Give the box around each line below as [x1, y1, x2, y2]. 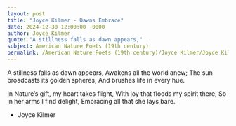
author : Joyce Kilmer [7, 29, 71, 37]
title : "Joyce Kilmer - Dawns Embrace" [7, 17, 124, 24]
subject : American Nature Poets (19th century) [7, 43, 150, 50]
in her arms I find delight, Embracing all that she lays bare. [7, 97, 176, 105]
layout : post [7, 10, 46, 17]
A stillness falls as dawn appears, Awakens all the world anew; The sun [7, 68, 213, 77]
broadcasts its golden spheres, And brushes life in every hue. [7, 76, 185, 84]
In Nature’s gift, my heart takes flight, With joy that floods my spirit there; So [7, 89, 227, 98]
